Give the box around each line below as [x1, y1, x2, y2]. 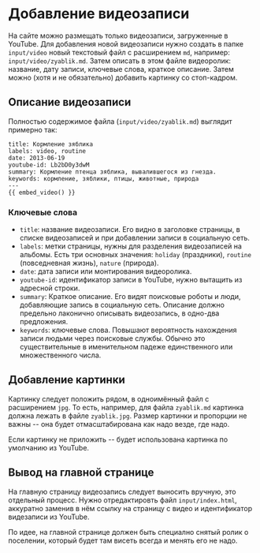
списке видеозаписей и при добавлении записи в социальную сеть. [19, 234, 251, 243]
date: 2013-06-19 [8, 154, 65, 162]
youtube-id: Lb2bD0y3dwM [8, 161, 90, 169]
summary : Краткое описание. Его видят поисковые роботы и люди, [19, 292, 241, 301]
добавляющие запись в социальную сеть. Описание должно [19, 301, 225, 310]
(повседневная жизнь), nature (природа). [19, 258, 159, 268]
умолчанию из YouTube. [8, 443, 89, 452]
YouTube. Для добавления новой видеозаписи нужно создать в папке [8, 39, 244, 48]
